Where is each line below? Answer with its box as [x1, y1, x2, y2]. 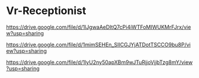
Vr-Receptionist [6, 4, 86, 18]
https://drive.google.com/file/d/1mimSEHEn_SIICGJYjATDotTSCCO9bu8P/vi [6, 41, 191, 48]
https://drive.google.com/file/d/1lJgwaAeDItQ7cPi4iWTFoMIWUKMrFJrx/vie [6, 23, 191, 30]
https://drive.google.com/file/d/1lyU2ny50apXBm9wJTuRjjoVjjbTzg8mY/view [6, 59, 193, 66]
